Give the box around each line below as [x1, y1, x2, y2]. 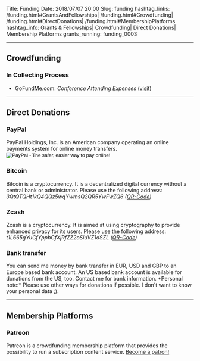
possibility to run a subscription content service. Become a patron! [6, 348, 170, 355]
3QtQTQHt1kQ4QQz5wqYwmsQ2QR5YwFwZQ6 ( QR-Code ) [6, 193, 152, 200]
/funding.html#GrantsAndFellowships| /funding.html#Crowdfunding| [6, 11, 174, 18]
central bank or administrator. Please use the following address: [6, 186, 162, 194]
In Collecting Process [6, 71, 70, 79]
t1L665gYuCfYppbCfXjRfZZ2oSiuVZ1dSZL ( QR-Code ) [6, 234, 137, 241]
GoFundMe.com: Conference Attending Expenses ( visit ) [14, 85, 152, 92]
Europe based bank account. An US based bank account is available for [6, 269, 183, 276]
